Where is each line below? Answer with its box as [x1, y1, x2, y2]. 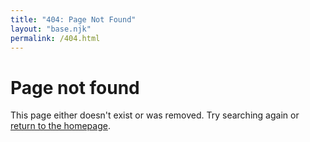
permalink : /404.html [10, 33, 101, 43]
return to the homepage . [10, 120, 111, 132]
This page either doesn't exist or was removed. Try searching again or [10, 109, 300, 121]
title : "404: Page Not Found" [10, 14, 137, 25]
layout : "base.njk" [10, 24, 92, 34]
